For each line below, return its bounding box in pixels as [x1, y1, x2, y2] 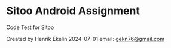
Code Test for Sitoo [6, 24, 54, 31]
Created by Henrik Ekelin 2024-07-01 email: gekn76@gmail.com [6, 35, 165, 42]
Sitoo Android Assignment [6, 4, 141, 18]
